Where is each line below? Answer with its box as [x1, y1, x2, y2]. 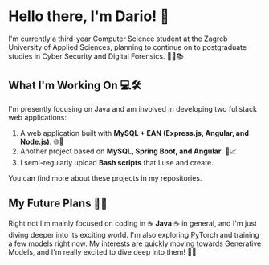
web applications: [8, 112, 67, 122]
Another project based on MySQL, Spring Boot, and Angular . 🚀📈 [19, 146, 237, 156]
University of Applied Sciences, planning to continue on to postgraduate [8, 42, 247, 51]
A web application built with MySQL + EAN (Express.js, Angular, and [19, 128, 249, 137]
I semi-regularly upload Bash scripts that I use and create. [19, 157, 214, 167]
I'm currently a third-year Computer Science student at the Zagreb [8, 34, 228, 43]
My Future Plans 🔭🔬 [8, 197, 108, 210]
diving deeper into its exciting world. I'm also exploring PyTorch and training [8, 230, 259, 239]
